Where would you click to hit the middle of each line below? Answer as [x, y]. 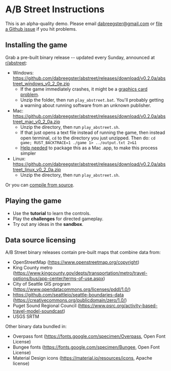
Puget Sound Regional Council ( [46, 306]
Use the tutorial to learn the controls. [51, 213]
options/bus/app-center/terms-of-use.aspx [58, 279]
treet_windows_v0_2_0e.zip [41, 83]
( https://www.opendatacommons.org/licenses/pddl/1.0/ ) [72, 289]
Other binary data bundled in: [36, 327]
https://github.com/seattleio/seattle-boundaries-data [68, 295]
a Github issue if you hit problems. [41, 29]
